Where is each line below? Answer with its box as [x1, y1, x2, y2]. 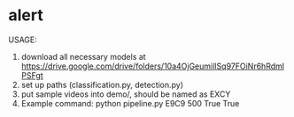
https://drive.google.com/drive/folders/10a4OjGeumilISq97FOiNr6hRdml [20, 61, 285, 71]
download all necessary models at [20, 51, 147, 62]
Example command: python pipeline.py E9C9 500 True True [20, 98, 240, 108]
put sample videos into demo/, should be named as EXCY [20, 89, 231, 99]
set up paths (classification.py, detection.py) [20, 79, 183, 90]
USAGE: [8, 34, 37, 45]
